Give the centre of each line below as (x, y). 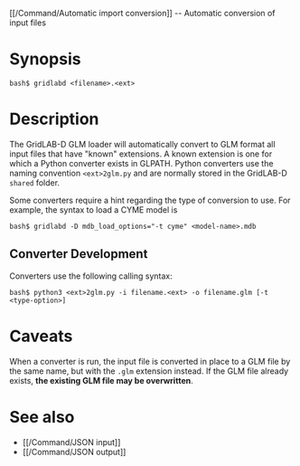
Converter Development (79, 254)
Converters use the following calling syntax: (91, 276)
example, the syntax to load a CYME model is (94, 209)
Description (54, 119)
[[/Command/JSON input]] (71, 442)
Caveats (41, 336)
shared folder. (35, 182)
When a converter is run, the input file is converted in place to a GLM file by (150, 361)
